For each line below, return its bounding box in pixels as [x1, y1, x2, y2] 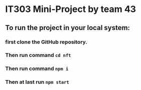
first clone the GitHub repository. [5, 38, 88, 45]
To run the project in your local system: [5, 23, 130, 32]
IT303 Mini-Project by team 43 [5, 3, 136, 15]
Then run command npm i [5, 65, 69, 72]
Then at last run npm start [5, 78, 69, 85]
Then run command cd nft [5, 51, 71, 58]
